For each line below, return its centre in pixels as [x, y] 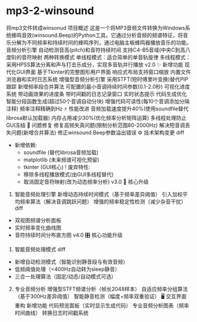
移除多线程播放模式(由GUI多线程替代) [69, 174]
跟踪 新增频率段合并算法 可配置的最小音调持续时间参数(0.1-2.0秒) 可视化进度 [98, 86]
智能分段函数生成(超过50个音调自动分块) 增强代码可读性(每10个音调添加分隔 [98, 101]
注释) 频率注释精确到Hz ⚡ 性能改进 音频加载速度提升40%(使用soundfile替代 [97, 108]
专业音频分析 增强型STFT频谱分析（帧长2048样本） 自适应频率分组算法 [101, 289]
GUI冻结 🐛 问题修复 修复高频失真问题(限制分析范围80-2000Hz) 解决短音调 [96, 125]
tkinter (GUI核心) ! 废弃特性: [57, 167]
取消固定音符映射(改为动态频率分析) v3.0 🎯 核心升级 [86, 182]
